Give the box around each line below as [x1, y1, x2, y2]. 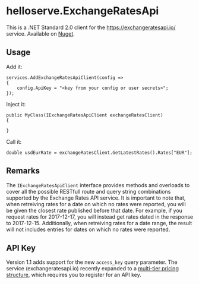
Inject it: [6, 100, 26, 108]
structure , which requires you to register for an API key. [6, 272, 141, 279]
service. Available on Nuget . [6, 30, 75, 37]
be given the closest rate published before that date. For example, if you [6, 207, 183, 214]
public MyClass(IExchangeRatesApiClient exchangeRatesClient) [6, 112, 163, 118]
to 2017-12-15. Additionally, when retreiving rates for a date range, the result [6, 219, 192, 226]
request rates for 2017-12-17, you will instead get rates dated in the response [6, 213, 194, 220]
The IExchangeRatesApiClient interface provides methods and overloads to [6, 181, 190, 188]
